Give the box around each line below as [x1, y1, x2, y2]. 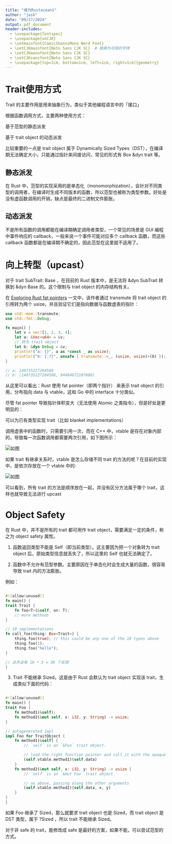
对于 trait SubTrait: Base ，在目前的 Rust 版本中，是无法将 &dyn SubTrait [5, 277, 158, 283]
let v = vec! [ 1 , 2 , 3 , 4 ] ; [14, 330, 72, 335]
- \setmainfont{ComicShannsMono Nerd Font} [10, 41, 104, 46]
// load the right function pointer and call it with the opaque [24, 752, 166, 757]
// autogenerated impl [5, 729, 54, 734]
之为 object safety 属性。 [5, 533, 58, 539]
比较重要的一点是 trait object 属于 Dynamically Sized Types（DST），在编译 [5, 145, 163, 151]
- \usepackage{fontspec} [10, 31, 63, 36]
